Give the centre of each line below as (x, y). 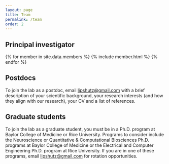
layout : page (19, 10)
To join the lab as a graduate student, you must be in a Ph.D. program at (80, 129)
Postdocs (21, 78)
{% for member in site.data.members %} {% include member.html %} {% (81, 57)
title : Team (18, 15)
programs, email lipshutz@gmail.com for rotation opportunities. (72, 156)
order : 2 (14, 24)
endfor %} (16, 62)
